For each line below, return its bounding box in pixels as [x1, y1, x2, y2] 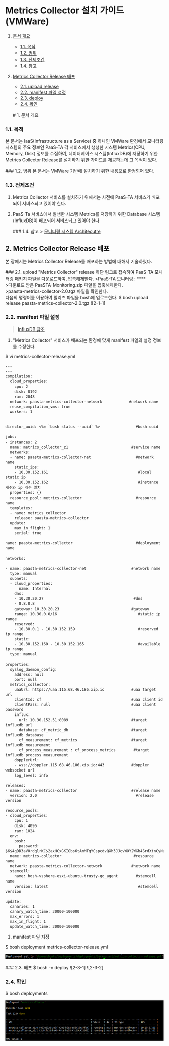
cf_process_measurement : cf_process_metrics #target [18, 747, 150, 752]
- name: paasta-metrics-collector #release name [5, 788, 161, 793]
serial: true [14, 530, 42, 535]
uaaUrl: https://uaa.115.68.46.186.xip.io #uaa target [14, 687, 156, 692]
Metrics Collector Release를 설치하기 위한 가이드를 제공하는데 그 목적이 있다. [5, 157, 158, 163]
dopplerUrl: [14, 757, 39, 762]
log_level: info [14, 773, 49, 778]
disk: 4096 [14, 823, 37, 828]
